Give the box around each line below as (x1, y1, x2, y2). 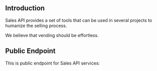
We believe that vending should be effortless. (5, 32, 99, 38)
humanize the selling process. (5, 22, 67, 28)
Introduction (5, 4, 45, 12)
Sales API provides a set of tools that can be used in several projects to (5, 17, 152, 23)
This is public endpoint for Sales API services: (5, 60, 100, 66)
